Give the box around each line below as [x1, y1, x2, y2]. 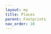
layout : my [5, 7, 28, 12]
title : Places [5, 12, 35, 17]
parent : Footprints [5, 16, 46, 21]
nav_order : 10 [5, 21, 35, 26]
